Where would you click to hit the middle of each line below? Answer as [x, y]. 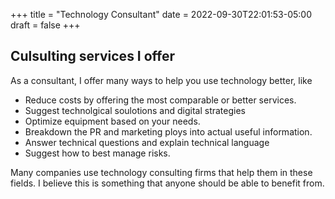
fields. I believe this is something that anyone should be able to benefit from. [167, 183]
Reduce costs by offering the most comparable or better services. [160, 100]
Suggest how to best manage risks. [97, 153]
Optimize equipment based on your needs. [112, 121]
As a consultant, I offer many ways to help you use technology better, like [161, 80]
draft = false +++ [45, 25]
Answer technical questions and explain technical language [147, 142]
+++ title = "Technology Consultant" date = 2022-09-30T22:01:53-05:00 [161, 14]
